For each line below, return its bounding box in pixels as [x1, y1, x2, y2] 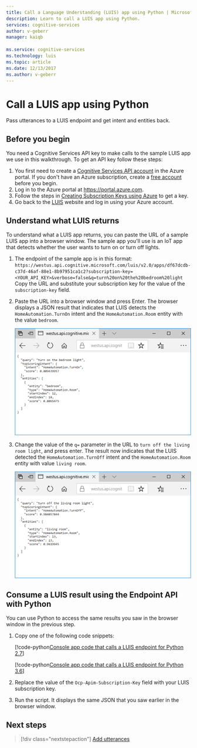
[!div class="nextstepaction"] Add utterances [20, 735, 130, 742]
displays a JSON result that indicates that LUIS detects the [14, 303, 157, 311]
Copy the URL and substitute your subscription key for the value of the [14, 280, 185, 287]
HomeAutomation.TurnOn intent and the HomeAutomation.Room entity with [14, 310, 183, 317]
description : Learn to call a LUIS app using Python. [6, 15, 141, 22]
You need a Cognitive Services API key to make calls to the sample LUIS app [6, 150, 191, 157]
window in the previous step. [6, 621, 76, 628]
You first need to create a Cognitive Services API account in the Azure [14, 168, 184, 175]
